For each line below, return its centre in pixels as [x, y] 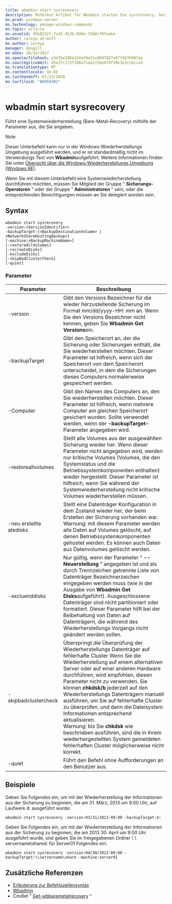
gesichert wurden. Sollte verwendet [106, 417]
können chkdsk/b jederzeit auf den [106, 687]
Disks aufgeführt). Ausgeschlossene [106, 596]
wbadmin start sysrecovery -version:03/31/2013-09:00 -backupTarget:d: [83, 817]
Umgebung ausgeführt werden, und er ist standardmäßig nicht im [74, 152]
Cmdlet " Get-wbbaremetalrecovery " [52, 896]
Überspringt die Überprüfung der [103, 643]
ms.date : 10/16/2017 [27, 53]
